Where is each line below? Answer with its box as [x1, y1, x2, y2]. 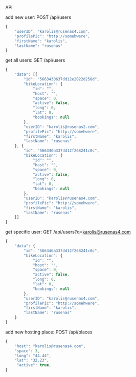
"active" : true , [16, 363, 52, 368]
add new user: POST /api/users [5, 14, 72, 20]
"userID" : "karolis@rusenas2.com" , [24, 124, 100, 130]
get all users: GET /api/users [5, 57, 65, 64]
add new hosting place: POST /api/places [5, 329, 93, 335]
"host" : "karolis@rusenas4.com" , [14, 343, 86, 349]
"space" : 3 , [14, 348, 40, 353]
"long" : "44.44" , [14, 353, 52, 358]
